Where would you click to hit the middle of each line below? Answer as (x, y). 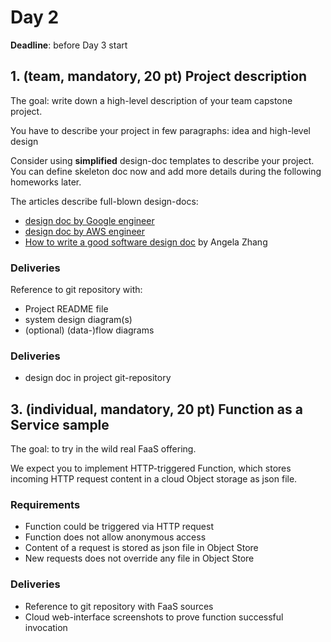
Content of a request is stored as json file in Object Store (141, 548)
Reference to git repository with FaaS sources (119, 606)
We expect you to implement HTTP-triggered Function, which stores (151, 468)
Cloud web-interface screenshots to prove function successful (154, 617)
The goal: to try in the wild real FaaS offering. (103, 449)
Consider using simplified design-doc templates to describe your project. (162, 160)
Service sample (60, 424)
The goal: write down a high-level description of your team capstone (151, 100)
